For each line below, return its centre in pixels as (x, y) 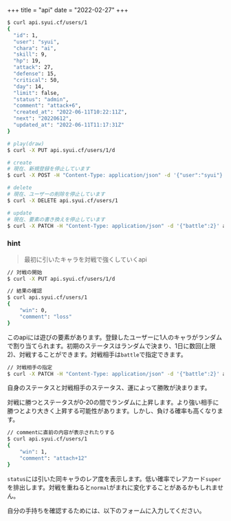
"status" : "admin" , (41, 99)
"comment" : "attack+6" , (47, 106)
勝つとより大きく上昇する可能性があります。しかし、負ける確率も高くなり (112, 411)
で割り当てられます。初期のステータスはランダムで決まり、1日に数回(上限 (111, 345)
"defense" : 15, (35, 74)
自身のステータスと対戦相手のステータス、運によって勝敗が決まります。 (109, 387)
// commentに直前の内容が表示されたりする (61, 433)
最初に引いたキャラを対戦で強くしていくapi (86, 259)
